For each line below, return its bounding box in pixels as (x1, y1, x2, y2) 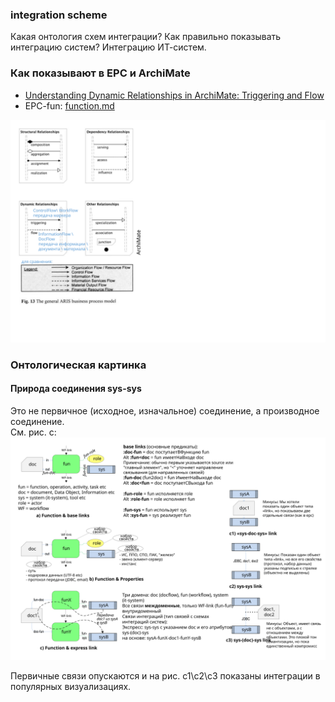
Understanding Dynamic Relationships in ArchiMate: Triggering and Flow (24, 89, 325, 101)
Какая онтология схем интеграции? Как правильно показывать (10, 31, 282, 43)
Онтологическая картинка (10, 358, 147, 372)
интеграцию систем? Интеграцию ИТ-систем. (10, 41, 207, 53)
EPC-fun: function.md (24, 99, 115, 112)
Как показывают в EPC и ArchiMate (10, 66, 191, 80)
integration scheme (10, 8, 108, 22)
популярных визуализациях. (10, 681, 132, 693)
